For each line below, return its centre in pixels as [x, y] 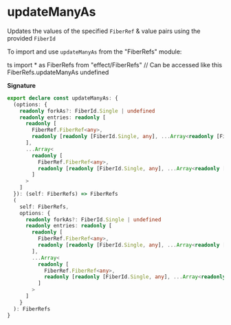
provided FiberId [32, 38]
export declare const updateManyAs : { [63, 98]
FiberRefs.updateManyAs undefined [58, 72]
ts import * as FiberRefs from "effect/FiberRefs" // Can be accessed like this [114, 65]
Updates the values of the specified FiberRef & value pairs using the [104, 31]
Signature [22, 85]
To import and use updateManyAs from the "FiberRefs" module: [95, 52]
